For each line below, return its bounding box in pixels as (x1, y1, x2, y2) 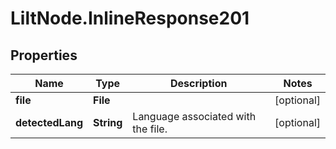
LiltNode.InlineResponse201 (10, 7, 250, 30)
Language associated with (132, 110, 257, 123)
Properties (10, 47, 78, 64)
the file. (132, 122, 168, 136)
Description (169, 77, 228, 90)
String (93, 116, 123, 129)
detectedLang (15, 116, 83, 129)
